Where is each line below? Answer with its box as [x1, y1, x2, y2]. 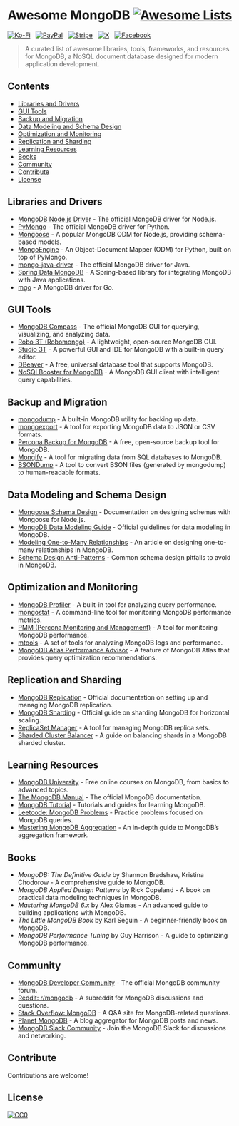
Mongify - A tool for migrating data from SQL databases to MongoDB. [17, 453, 223, 461]
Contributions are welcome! [7, 1070, 89, 1080]
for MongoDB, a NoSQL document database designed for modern [24, 52, 219, 61]
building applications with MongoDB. [17, 909, 126, 917]
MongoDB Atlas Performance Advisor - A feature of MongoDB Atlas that [17, 645, 230, 654]
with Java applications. [17, 275, 86, 284]
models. [38, 237, 62, 246]
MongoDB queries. [17, 816, 73, 824]
